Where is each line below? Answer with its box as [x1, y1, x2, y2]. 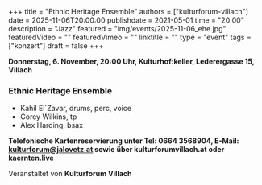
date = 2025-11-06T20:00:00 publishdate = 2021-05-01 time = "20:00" [8, 15, 244, 25]
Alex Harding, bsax [19, 121, 83, 130]
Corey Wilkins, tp [19, 112, 77, 121]
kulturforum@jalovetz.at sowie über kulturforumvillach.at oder [8, 145, 225, 154]
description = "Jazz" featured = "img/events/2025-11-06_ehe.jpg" [8, 24, 227, 33]
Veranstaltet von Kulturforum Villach [8, 169, 132, 179]
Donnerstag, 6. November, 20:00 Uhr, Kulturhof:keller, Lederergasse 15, [8, 56, 255, 66]
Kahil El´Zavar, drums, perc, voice [19, 104, 131, 113]
